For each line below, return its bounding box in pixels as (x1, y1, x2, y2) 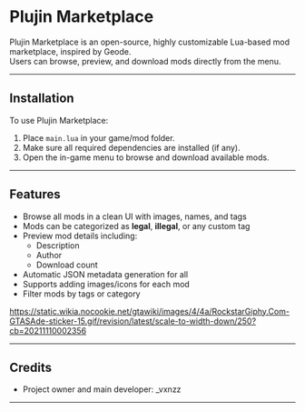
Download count (35, 259, 98, 270)
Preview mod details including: (22, 230, 138, 241)
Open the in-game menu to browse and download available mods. (22, 152, 270, 163)
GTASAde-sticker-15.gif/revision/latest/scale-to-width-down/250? (9, 316, 257, 327)
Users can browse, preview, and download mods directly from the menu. (9, 55, 281, 66)
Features (9, 186, 61, 202)
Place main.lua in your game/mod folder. (22, 132, 175, 143)
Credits (9, 359, 53, 375)
